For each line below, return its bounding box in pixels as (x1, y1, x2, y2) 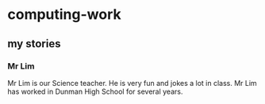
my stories (7, 37, 61, 50)
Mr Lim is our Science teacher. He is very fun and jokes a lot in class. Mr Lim (7, 78, 257, 87)
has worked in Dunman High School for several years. (7, 87, 183, 96)
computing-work (7, 6, 122, 24)
